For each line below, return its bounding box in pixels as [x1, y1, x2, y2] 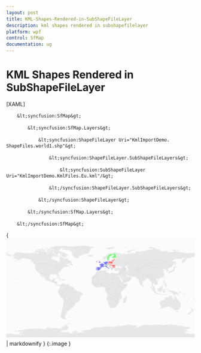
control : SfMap [6, 35, 44, 41]
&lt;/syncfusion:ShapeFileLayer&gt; [38, 197, 130, 203]
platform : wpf [6, 29, 42, 35]
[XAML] [6, 100, 25, 107]
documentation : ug [6, 41, 52, 47]
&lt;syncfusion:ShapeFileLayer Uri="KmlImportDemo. [38, 137, 170, 143]
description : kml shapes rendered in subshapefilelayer [6, 22, 148, 28]
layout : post [6, 10, 39, 16]
